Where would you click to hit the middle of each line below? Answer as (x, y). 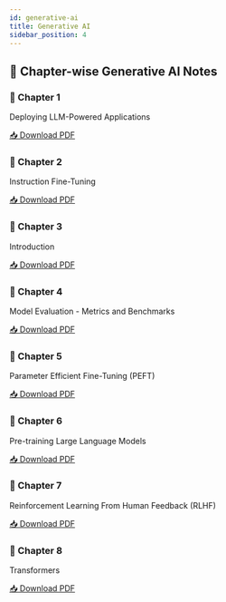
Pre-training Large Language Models (78, 441)
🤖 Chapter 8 (36, 550)
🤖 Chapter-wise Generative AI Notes (113, 71)
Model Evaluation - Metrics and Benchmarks (92, 311)
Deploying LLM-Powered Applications (80, 117)
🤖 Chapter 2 (36, 161)
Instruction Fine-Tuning (53, 181)
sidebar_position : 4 (48, 34)
